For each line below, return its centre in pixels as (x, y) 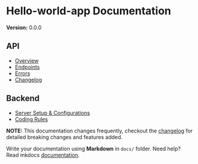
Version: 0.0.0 (24, 27)
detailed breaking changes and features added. (64, 137)
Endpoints (27, 67)
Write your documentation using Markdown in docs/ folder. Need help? (93, 148)
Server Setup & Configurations (52, 113)
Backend (23, 99)
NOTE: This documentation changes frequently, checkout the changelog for (99, 131)
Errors (22, 73)
